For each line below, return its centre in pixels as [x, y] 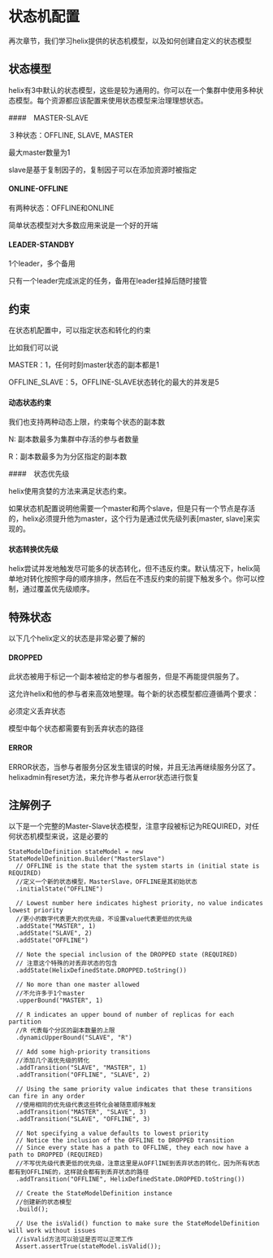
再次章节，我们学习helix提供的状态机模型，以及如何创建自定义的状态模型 [130, 41]
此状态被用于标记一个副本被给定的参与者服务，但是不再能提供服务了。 [126, 676]
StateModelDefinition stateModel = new [76, 852]
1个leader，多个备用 [42, 264]
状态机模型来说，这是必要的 [61, 837]
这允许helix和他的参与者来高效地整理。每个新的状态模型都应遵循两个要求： [134, 694]
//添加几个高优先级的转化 [53, 1061]
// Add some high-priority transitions [83, 1052]
